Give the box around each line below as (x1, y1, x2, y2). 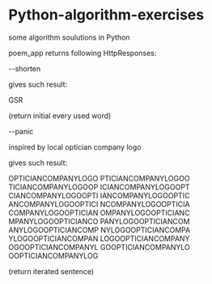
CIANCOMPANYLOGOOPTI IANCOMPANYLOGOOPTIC (8, 190, 190, 200)
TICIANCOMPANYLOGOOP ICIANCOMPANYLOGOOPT (8, 182, 190, 192)
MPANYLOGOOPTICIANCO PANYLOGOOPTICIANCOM (8, 216, 190, 226)
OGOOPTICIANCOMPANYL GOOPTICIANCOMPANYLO (8, 242, 190, 252)
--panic (8, 126, 34, 136)
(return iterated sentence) (8, 266, 95, 276)
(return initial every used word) (8, 111, 112, 121)
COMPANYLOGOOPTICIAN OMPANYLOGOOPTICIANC (8, 208, 190, 218)
